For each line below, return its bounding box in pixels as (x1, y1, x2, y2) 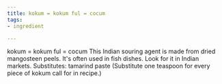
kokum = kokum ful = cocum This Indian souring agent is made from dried (7, 47, 216, 55)
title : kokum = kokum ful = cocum (7, 10, 106, 17)
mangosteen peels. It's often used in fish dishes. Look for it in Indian (7, 55, 199, 63)
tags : (7, 16, 23, 23)
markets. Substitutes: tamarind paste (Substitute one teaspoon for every (7, 62, 210, 70)
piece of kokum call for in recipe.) (7, 69, 102, 77)
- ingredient (7, 23, 44, 29)
